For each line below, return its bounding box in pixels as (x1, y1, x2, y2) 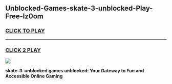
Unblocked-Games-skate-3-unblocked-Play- (5, 4, 153, 13)
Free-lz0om (5, 12, 44, 21)
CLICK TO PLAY (5, 27, 45, 35)
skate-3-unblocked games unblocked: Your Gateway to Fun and (5, 67, 144, 73)
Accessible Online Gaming (5, 73, 63, 79)
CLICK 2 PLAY (5, 46, 41, 53)
